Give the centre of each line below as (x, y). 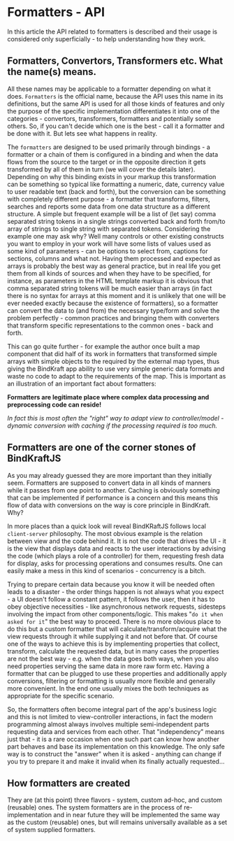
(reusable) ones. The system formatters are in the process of (95, 807)
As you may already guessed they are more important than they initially (110, 475)
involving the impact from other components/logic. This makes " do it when (115, 614)
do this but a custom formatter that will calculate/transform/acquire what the (117, 629)
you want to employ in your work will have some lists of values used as (109, 243)
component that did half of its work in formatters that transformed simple (112, 353)
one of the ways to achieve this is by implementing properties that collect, (114, 644)
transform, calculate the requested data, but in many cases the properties (113, 651)
